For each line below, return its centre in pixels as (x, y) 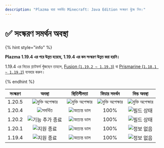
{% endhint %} (20, 82)
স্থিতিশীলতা (80, 94)
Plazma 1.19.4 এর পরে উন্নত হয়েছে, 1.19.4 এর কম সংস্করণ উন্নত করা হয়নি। (63, 57)
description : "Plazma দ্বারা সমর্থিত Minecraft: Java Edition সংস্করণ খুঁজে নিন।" (75, 9)
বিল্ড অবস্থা (140, 94)
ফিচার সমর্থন (110, 94)
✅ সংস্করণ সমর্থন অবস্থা (37, 33)
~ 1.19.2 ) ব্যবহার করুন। (25, 72)
